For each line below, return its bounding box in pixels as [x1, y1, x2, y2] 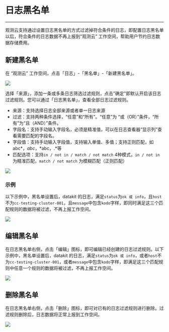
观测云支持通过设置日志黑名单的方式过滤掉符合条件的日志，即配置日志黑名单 [5, 27, 164, 33]
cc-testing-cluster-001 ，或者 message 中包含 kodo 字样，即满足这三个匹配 [10, 258, 159, 265]
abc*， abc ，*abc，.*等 [12, 145, 62, 151]
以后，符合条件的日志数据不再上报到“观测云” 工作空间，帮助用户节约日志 [5, 33, 156, 39]
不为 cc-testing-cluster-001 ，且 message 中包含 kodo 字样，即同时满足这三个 [5, 200, 159, 206]
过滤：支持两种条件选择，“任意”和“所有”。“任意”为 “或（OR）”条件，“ [12, 114, 154, 120]
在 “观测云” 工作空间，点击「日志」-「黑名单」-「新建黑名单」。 [5, 70, 137, 76]
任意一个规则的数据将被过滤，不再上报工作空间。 [14, 265, 116, 271]
